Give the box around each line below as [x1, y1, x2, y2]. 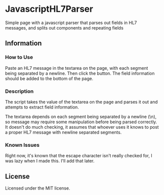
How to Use [5, 54, 33, 61]
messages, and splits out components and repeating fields [5, 25, 124, 30]
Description [5, 87, 34, 94]
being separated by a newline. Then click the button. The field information [5, 70, 155, 76]
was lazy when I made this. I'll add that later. [5, 158, 95, 164]
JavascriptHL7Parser [5, 3, 93, 15]
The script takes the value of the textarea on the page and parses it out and [5, 99, 158, 105]
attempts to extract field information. [5, 104, 80, 110]
